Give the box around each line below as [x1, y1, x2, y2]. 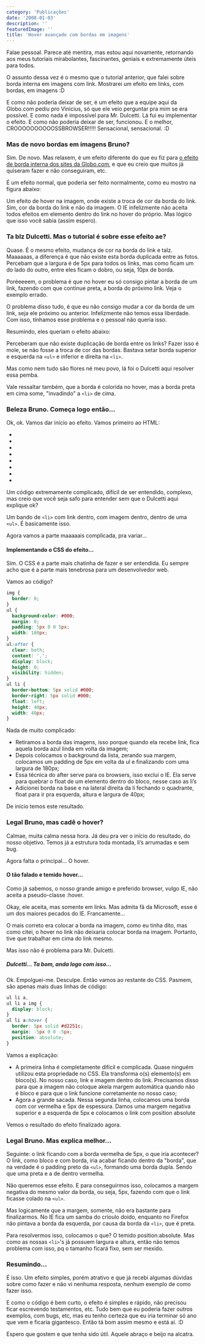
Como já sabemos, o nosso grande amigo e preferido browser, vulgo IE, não [6, 884, 198, 892]
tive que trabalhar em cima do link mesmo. [6, 935, 114, 942]
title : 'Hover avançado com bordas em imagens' [6, 32, 130, 38]
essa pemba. [6, 371, 39, 379]
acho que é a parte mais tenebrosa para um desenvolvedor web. [6, 566, 170, 573]
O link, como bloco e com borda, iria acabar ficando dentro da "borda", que [6, 1157, 197, 1164]
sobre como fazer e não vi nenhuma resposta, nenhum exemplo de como [6, 1281, 191, 1288]
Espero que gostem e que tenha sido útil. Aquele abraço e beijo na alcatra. [6, 1330, 195, 1338]
